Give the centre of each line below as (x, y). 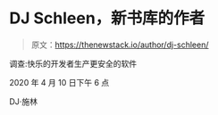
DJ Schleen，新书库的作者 (107, 18)
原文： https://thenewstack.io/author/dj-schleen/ (120, 45)
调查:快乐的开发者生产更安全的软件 (73, 63)
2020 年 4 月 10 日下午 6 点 (59, 82)
